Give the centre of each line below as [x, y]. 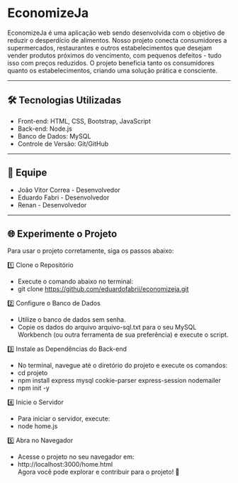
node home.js [38, 426]
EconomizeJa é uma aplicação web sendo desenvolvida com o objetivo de [116, 33]
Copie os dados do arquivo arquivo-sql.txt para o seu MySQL [107, 327]
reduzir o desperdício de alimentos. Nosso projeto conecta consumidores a [117, 40]
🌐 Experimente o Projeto [62, 233]
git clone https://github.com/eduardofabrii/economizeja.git [103, 289]
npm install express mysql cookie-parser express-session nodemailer [119, 381]
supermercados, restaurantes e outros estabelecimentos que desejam [110, 48]
